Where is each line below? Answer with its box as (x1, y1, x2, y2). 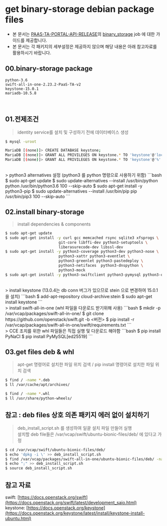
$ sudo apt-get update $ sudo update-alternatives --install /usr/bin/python (5, 178, 158, 184)
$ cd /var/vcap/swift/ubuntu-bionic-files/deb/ (5, 447, 106, 452)
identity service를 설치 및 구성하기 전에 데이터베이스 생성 (17, 129, 129, 135)
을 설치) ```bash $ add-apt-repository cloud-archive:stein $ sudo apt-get (5, 293, 153, 299)
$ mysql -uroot (5, 139, 37, 144)
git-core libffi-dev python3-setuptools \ (58, 240, 148, 245)
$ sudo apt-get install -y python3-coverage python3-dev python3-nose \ (5, 249, 159, 254)
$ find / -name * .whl (5, 391, 50, 396)
